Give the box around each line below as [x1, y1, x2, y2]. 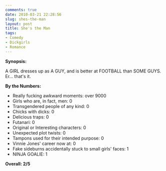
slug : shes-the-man [5, 16, 46, 21]
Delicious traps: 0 [12, 113, 49, 120]
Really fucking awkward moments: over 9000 [12, 92, 107, 98]
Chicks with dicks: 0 [12, 108, 55, 114]
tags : [5, 30, 17, 35]
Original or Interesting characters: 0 [12, 124, 86, 130]
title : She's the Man [5, 26, 51, 31]
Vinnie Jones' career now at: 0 [12, 140, 76, 146]
